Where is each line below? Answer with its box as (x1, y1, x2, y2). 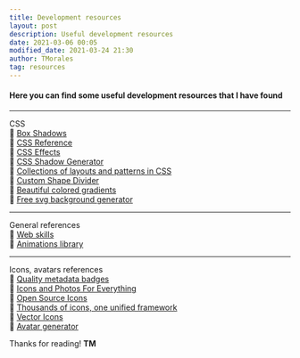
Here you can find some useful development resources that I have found (9, 90, 283, 101)
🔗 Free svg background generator (9, 194, 134, 205)
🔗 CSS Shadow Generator (9, 157, 104, 167)
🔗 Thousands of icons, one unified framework (9, 302, 178, 313)
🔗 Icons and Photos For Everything (9, 283, 137, 294)
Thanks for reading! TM (9, 338, 96, 349)
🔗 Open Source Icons (9, 293, 87, 304)
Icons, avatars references (9, 264, 104, 275)
